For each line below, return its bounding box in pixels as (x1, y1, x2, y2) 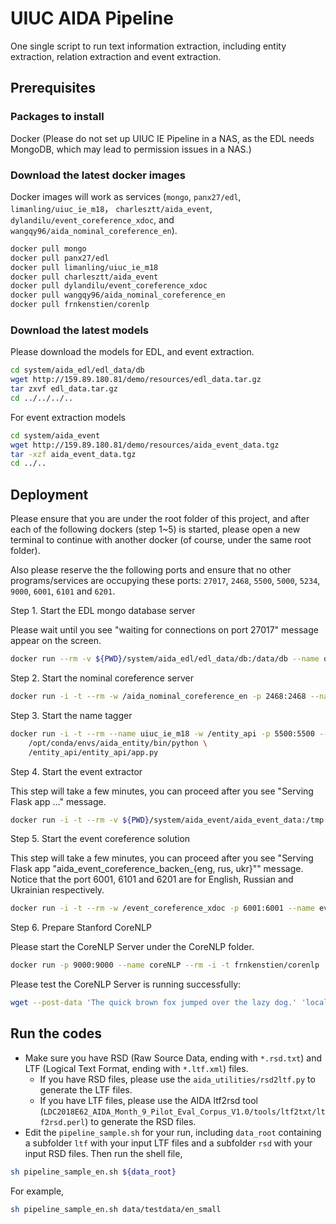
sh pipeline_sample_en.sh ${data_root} (10, 1167, 177, 1177)
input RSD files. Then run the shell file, (24, 1147, 183, 1159)
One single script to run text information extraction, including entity (10, 40, 287, 52)
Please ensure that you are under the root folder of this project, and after (10, 513, 310, 525)
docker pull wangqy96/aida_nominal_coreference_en (10, 290, 226, 301)
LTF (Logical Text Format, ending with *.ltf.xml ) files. (24, 1062, 249, 1074)
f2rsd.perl (39, 1117, 86, 1127)
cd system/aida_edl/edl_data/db (10, 365, 145, 376)
